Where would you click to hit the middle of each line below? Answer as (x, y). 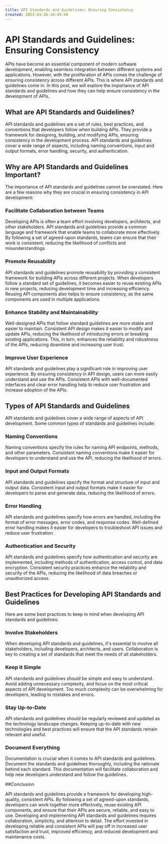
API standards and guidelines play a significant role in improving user (76, 369)
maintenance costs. (26, 837)
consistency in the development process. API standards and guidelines (78, 140)
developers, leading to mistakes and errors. (50, 694)
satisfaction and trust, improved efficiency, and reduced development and (81, 831)
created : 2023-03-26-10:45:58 (37, 15)
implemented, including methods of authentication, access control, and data (84, 562)
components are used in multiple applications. (53, 299)
